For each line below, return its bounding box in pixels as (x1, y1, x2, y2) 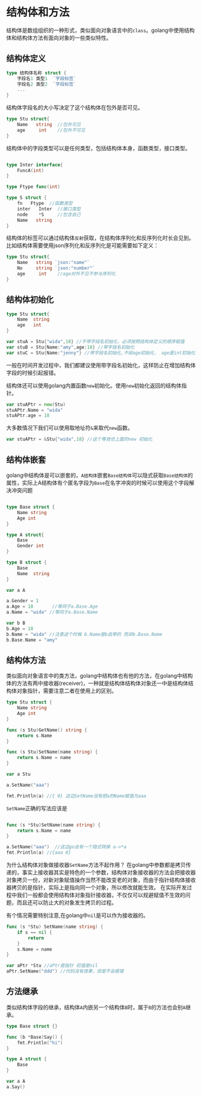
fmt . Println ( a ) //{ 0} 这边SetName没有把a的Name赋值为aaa (6, 793, 146, 799)
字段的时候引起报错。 (6, 369, 59, 376)
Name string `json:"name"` (17, 260, 90, 266)
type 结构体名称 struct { (6, 70, 67, 76)
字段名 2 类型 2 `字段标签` (17, 81, 76, 87)
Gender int (17, 543, 44, 549)
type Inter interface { (6, 162, 63, 168)
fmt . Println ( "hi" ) (17, 1039, 63, 1046)
